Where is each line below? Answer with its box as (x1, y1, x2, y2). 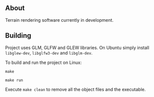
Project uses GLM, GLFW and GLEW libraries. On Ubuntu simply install (5, 45, 150, 50)
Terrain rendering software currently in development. (5, 17, 114, 23)
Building (5, 32, 31, 40)
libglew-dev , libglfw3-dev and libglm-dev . (5, 49, 93, 56)
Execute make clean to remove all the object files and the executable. (5, 86, 146, 92)
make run (5, 78, 23, 83)
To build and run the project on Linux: (5, 59, 82, 65)
